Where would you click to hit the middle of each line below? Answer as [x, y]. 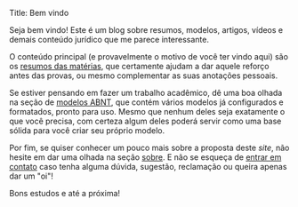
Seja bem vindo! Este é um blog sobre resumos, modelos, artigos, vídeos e [146, 30]
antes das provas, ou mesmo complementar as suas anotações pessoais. [144, 76]
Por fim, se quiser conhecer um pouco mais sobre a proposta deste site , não [149, 147]
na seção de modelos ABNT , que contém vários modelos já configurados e [147, 102]
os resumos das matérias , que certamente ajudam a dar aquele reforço [139, 66]
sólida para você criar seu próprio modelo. [87, 131]
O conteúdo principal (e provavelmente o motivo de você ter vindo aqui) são [149, 56]
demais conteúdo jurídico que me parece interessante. [109, 40]
